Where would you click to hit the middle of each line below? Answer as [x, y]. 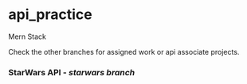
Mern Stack [27, 36]
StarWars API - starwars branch [72, 72]
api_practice [51, 15]
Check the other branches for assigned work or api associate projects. [124, 52]
